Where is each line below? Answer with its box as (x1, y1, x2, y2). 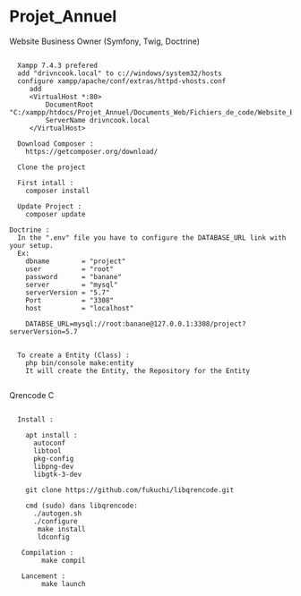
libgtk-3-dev (32, 470, 82, 479)
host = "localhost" (25, 303, 134, 312)
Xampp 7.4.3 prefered (17, 61, 99, 70)
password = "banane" (25, 272, 123, 281)
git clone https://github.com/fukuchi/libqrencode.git (25, 485, 235, 494)
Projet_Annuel (9, 6, 117, 27)
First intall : (17, 178, 74, 187)
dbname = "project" (25, 257, 126, 266)
